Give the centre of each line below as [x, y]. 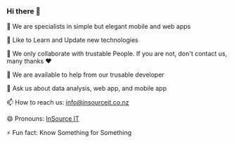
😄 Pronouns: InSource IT [43, 119]
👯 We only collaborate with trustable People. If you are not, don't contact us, [117, 54]
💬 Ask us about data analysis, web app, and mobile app [86, 89]
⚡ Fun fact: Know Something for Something [69, 133]
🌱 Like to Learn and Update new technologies [72, 40]
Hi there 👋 [24, 11]
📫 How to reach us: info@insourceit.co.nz [68, 103]
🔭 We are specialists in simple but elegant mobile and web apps [99, 27]
